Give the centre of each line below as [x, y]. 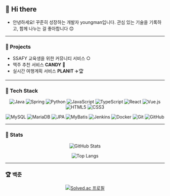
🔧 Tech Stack [22, 91]
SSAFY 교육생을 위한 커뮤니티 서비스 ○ [52, 58]
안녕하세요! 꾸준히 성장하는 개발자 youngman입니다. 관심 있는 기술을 [80, 22]
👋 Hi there [21, 9]
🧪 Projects [18, 47]
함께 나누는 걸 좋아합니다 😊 [47, 28]
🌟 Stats [14, 135]
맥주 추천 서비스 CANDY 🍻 [39, 65]
